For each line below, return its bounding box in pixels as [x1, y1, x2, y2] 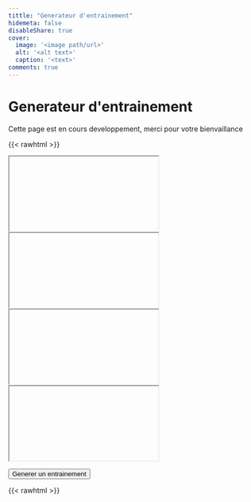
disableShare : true [8, 26, 73, 34]
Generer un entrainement [12, 469, 87, 478]
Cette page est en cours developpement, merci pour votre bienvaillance [8, 124, 244, 134]
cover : [8, 33, 30, 42]
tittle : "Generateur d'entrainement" [8, 11, 133, 20]
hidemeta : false [8, 19, 62, 27]
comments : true [8, 64, 59, 72]
